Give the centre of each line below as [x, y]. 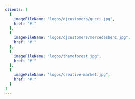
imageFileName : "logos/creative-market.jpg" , [62, 75]
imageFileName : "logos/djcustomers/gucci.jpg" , [64, 19]
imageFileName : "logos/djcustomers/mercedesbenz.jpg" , [72, 38]
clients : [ [16, 10]
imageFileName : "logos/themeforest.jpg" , [57, 56]
